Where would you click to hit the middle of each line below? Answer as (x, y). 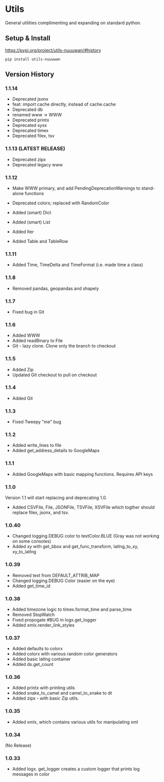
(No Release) (18, 745)
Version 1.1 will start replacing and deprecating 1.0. (56, 498)
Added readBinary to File (37, 341)
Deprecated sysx (30, 125)
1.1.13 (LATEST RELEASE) (35, 149)
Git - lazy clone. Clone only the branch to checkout (64, 346)
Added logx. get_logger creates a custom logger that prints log (76, 769)
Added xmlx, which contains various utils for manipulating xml (75, 722)
